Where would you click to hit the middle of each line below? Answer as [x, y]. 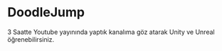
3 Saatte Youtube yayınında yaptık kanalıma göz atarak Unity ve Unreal [111, 32]
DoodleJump [46, 12]
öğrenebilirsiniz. [31, 39]
